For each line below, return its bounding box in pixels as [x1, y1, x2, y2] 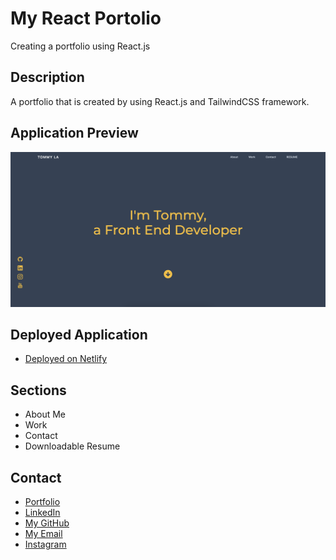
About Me [24, 408, 67, 421]
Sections [10, 382, 67, 399]
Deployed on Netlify [24, 353, 108, 365]
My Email [24, 528, 63, 540]
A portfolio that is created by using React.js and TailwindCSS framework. [10, 95, 310, 107]
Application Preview [10, 125, 139, 142]
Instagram [24, 538, 67, 551]
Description [10, 69, 85, 86]
